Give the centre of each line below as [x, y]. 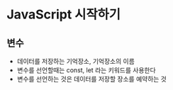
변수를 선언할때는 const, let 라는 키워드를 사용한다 [86, 70]
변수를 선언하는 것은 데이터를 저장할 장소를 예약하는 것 [92, 79]
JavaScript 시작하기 [64, 15]
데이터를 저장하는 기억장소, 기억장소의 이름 [76, 61]
